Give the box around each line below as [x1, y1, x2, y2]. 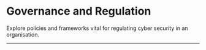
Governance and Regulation [6, 4, 151, 18]
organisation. [6, 30, 40, 38]
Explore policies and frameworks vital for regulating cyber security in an [6, 24, 188, 32]
